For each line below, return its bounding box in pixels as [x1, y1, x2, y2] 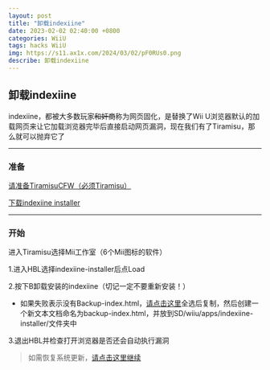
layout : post [8, 11, 52, 20]
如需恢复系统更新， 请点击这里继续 [27, 353, 141, 363]
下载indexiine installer [8, 198, 80, 208]
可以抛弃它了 [22, 131, 65, 141]
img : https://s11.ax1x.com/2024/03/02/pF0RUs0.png [8, 49, 182, 57]
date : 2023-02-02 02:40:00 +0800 [8, 27, 121, 35]
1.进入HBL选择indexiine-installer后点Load [8, 265, 145, 274]
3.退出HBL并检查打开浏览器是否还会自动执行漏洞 [8, 335, 170, 346]
